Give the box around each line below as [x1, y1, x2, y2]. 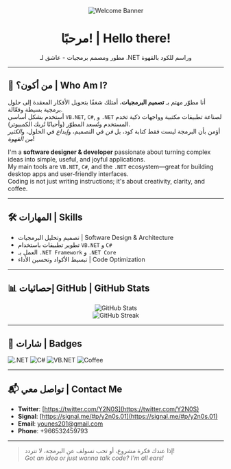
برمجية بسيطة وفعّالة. [8, 105, 63, 113]
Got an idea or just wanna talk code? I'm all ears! [24, 454, 164, 462]
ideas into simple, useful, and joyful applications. [8, 155, 146, 163]
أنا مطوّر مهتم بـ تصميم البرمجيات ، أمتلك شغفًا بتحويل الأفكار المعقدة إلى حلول [8, 98, 206, 106]
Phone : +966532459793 [17, 427, 88, 435]
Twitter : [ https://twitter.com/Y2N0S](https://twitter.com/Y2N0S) [17, 405, 199, 413]
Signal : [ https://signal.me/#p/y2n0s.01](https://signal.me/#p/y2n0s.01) [17, 413, 218, 420]
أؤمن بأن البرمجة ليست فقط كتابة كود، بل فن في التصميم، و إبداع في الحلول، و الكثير [8, 127, 221, 135]
